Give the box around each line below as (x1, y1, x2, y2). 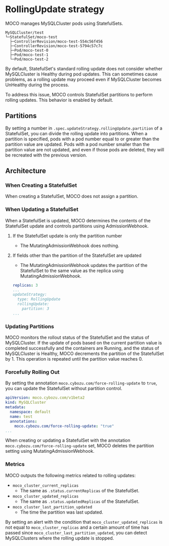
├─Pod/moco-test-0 (10, 48, 49, 53)
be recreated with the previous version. (5, 152, 88, 158)
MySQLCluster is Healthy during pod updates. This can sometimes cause (5, 71, 158, 77)
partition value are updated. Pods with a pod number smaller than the (5, 141, 150, 147)
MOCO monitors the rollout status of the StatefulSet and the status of (5, 334, 149, 340)
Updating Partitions (5, 323, 55, 330)
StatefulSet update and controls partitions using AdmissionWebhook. (5, 223, 149, 229)
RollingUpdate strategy (5, 4, 105, 15)
